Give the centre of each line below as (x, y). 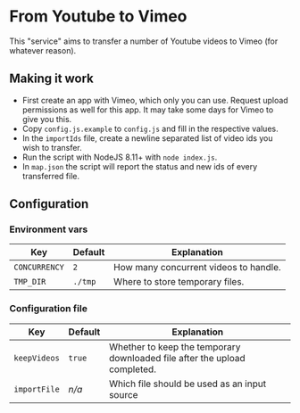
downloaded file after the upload (177, 358)
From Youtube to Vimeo (98, 17)
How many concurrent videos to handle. (197, 268)
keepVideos (37, 358)
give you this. (47, 119)
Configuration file (48, 309)
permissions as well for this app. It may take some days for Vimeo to (148, 110)
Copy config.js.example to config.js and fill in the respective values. (150, 128)
